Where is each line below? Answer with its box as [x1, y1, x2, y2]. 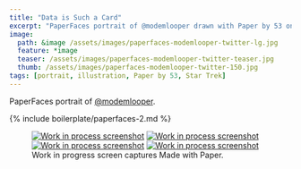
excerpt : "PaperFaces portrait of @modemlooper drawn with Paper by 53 [9, 21, 282, 30]
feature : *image [17, 46, 78, 55]
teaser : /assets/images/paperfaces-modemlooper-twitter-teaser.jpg [17, 55, 275, 63]
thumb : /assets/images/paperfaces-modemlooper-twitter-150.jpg [17, 63, 258, 72]
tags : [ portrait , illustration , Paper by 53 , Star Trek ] [9, 72, 227, 80]
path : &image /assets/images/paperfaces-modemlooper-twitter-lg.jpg [17, 38, 279, 47]
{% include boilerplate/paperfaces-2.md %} [9, 113, 172, 123]
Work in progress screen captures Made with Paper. [31, 149, 224, 160]
